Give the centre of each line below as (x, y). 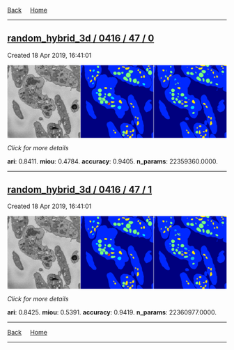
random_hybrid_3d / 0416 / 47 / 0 (81, 39)
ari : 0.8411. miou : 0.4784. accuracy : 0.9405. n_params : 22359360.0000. (112, 161)
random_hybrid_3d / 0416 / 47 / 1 (79, 190)
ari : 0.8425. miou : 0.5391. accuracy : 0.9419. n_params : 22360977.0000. (112, 312)
